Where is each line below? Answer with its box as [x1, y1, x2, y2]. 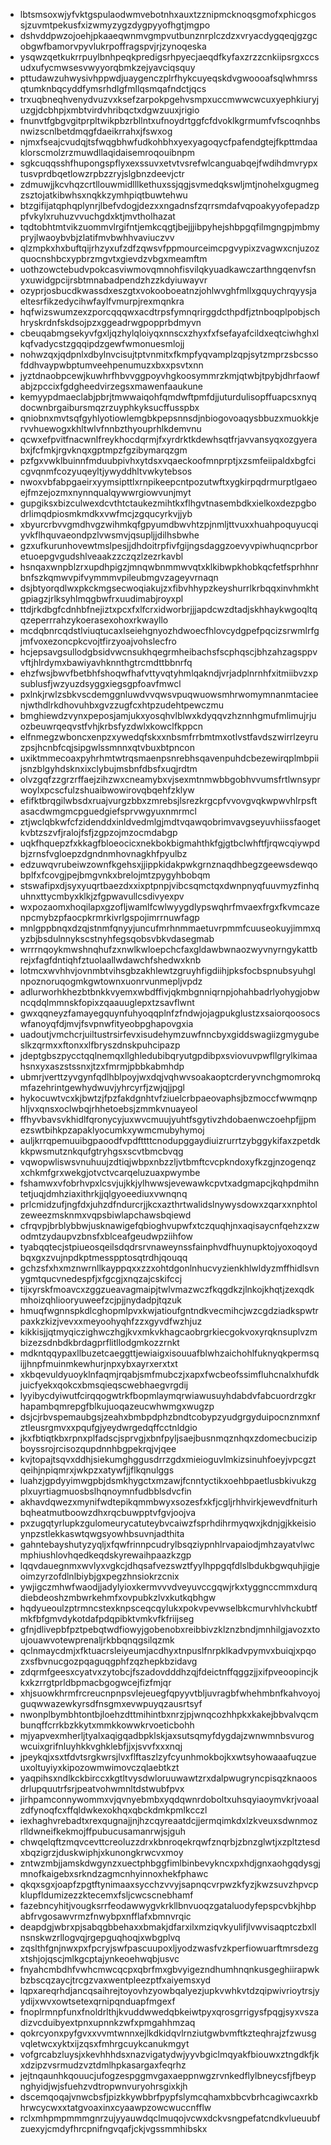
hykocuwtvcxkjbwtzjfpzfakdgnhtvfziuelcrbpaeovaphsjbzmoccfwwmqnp [19, 1092, 318, 1104]
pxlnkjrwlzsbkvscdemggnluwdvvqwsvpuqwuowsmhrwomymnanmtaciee [19, 689, 319, 700]
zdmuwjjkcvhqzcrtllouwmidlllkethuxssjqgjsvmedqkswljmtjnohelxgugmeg [19, 179, 320, 190]
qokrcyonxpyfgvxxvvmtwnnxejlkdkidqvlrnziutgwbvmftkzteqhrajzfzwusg [19, 2027, 317, 2039]
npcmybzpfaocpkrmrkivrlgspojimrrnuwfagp [19, 912, 200, 923]
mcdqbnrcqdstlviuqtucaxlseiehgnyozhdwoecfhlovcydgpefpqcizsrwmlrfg [19, 625, 320, 636]
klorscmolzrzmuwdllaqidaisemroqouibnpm [19, 147, 196, 158]
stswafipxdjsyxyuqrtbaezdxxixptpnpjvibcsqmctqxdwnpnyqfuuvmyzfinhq [19, 880, 320, 891]
